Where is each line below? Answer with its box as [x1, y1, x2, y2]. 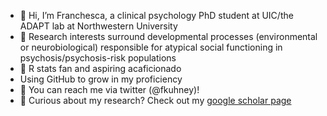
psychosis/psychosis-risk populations [19, 52, 177, 64]
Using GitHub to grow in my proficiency [19, 73, 183, 85]
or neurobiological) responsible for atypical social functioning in [19, 41, 283, 53]
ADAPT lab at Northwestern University [19, 20, 178, 32]
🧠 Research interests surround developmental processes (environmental [19, 31, 318, 42]
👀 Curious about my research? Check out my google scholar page [19, 95, 292, 106]
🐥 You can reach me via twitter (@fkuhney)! [19, 84, 200, 95]
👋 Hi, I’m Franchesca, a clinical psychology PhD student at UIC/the [19, 10, 294, 21]
